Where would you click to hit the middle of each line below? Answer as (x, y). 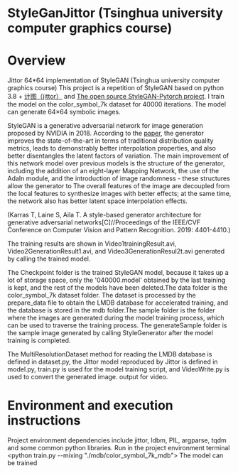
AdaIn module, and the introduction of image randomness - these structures (119, 178)
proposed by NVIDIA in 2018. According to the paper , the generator (106, 134)
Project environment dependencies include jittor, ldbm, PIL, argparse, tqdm (117, 440)
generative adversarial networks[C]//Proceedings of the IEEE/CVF (104, 222)
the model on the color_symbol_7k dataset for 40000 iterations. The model (117, 104)
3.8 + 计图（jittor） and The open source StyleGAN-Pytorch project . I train (116, 97)
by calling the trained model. (49, 259)
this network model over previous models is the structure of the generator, (116, 163)
